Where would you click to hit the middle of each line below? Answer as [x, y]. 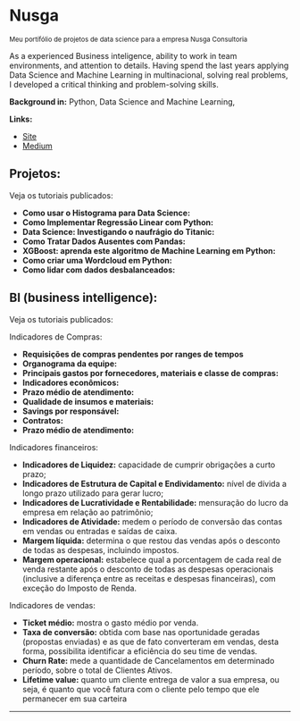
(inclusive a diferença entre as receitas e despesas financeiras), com [149, 578]
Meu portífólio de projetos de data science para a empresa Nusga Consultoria [129, 39]
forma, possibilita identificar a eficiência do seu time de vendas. [140, 651]
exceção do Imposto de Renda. [79, 588]
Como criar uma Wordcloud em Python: [97, 260]
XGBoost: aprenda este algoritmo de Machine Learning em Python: [149, 250]
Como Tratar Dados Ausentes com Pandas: [104, 241]
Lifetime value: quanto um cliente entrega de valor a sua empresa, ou [150, 679]
